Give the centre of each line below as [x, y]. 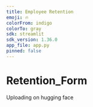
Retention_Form [47, 80]
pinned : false [24, 51]
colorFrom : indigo [29, 23]
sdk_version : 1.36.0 [32, 40]
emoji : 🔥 [17, 17]
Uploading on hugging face [40, 97]
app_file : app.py [28, 46]
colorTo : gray [24, 29]
